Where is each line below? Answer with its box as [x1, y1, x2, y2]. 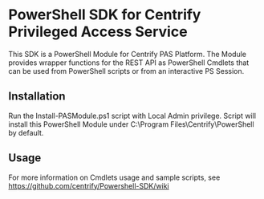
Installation [8, 90, 66, 104]
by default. [8, 128, 44, 137]
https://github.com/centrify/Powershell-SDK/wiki [8, 181, 170, 190]
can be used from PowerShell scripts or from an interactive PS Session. [8, 66, 245, 75]
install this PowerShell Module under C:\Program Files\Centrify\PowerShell [8, 119, 254, 129]
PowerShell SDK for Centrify [8, 6, 201, 24]
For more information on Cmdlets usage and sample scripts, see [8, 173, 221, 182]
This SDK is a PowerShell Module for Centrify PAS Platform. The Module [8, 49, 247, 59]
